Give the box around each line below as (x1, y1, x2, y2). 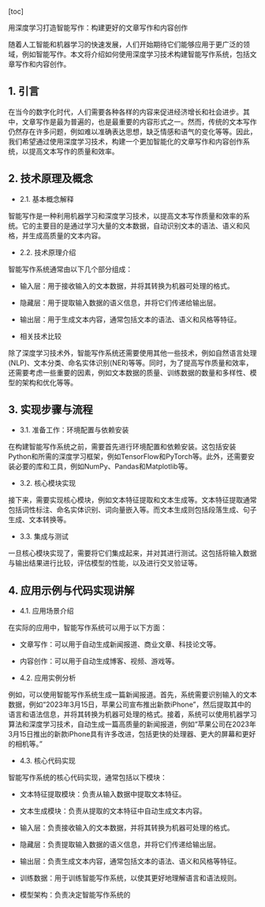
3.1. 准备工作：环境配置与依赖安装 (19, 425, 129, 435)
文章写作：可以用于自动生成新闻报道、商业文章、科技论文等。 (19, 640, 221, 649)
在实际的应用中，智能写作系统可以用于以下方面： (8, 623, 167, 633)
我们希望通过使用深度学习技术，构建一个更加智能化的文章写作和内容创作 (8, 136, 243, 146)
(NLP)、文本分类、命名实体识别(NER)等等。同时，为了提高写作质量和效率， (8, 358, 253, 368)
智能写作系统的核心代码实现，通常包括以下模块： (8, 773, 167, 782)
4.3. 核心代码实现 (19, 756, 77, 766)
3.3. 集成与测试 (19, 532, 69, 541)
